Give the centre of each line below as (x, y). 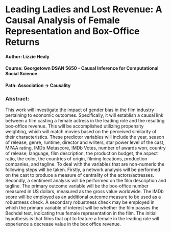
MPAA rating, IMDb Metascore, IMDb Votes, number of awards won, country (86, 148)
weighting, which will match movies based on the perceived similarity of (81, 132)
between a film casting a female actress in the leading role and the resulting (85, 121)
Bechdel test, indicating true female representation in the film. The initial (81, 213)
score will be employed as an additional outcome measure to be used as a (83, 197)
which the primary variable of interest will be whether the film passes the (82, 208)
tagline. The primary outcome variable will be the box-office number (77, 186)
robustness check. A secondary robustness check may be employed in (80, 202)
